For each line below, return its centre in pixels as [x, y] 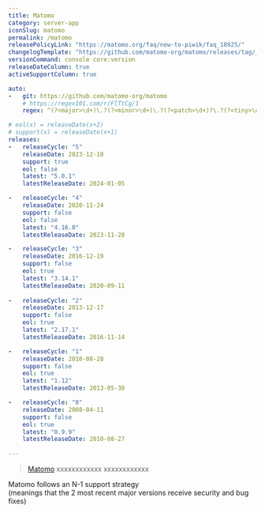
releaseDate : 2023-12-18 [63, 154]
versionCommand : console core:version [72, 60]
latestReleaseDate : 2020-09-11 [74, 285]
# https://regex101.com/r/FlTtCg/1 [81, 104]
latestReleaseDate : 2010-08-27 [74, 439]
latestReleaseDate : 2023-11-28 [74, 235]
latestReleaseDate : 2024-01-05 [74, 184]
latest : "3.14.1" [51, 278]
